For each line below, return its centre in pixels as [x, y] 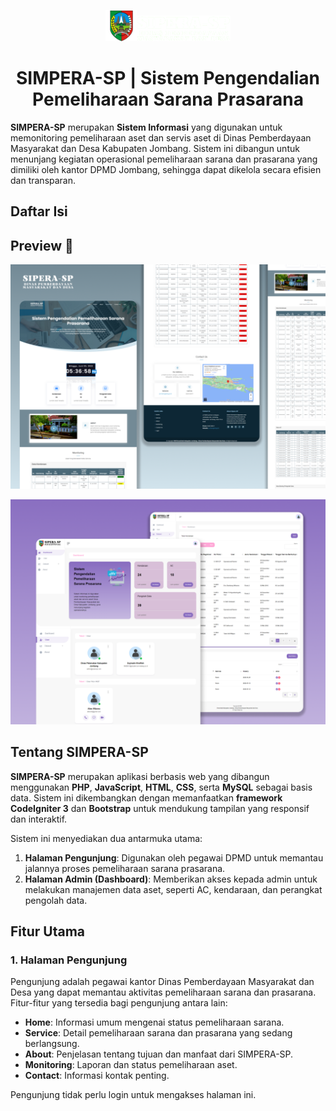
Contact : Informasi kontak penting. [97, 1076]
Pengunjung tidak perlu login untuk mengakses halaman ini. [133, 1095]
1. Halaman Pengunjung [69, 960]
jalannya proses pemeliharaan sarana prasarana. [125, 868]
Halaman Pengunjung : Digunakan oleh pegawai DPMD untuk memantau [174, 857]
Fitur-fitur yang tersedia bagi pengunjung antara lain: [119, 1003]
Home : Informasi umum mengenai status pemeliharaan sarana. [154, 1022]
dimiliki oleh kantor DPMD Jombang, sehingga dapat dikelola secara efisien [166, 169]
